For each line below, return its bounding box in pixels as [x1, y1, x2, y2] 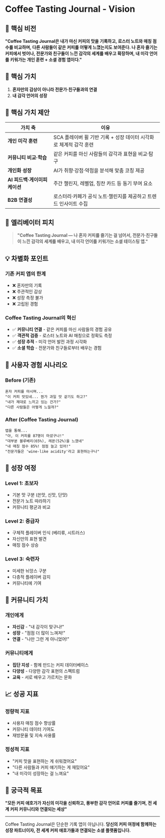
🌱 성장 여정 [5, 464, 37, 472]
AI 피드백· [7, 176, 29, 183]
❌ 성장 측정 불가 [12, 295, 43, 301]
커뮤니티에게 [5, 650, 33, 656]
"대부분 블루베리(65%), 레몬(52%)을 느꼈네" [5, 439, 84, 444]
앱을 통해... [5, 428, 28, 434]
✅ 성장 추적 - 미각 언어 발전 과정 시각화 [12, 339, 87, 345]
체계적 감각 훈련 [59, 141, 94, 148]
